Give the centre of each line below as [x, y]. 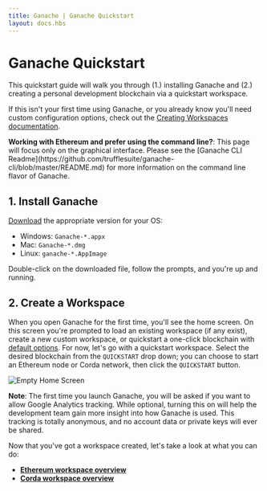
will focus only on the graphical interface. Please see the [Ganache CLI [125, 150]
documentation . [34, 126]
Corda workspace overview [67, 478]
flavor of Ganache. [39, 176]
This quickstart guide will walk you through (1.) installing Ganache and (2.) [130, 85]
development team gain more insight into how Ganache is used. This [121, 413]
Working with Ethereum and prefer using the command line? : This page [129, 142]
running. [22, 277]
